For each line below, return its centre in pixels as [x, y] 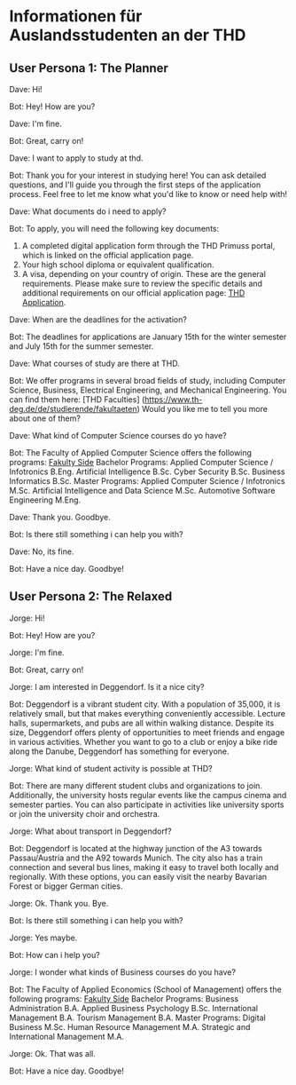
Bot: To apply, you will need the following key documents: [114, 229]
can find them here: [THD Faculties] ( [77, 400]
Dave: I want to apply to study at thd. [76, 158]
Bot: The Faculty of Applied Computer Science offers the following [131, 453]
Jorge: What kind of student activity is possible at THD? [111, 768]
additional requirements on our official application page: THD [133, 293]
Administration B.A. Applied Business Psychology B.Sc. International [134, 1008]
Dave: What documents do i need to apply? [88, 211]
